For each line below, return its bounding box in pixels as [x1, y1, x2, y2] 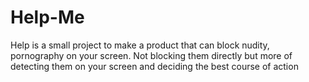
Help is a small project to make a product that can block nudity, [10, 39, 270, 51]
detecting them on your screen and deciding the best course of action [10, 60, 299, 72]
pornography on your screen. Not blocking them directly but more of [10, 49, 293, 61]
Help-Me [10, 6, 85, 29]
